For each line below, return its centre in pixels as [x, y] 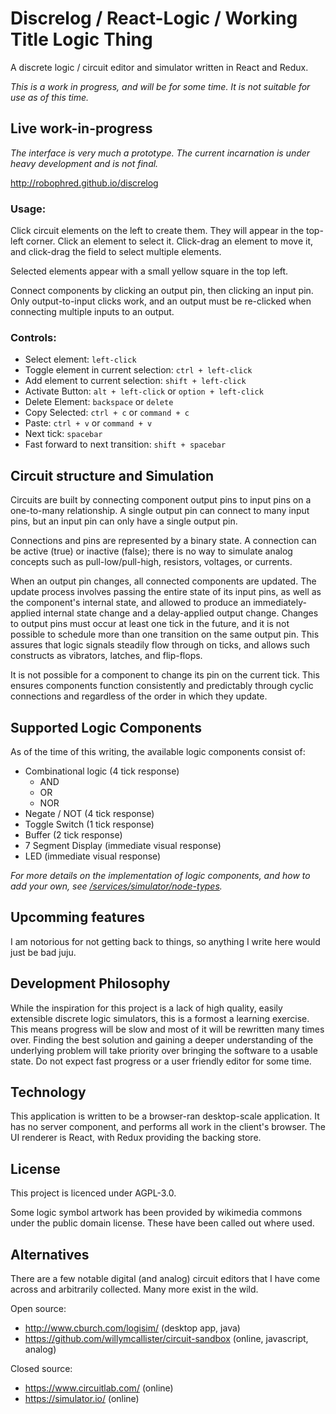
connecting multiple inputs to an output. [92, 312]
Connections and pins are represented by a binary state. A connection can [163, 541]
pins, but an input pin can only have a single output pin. [124, 521]
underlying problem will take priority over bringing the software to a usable [164, 1050]
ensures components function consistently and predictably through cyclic [162, 686]
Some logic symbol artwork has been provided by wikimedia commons [156, 1213]
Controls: [33, 337]
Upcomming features [78, 917]
